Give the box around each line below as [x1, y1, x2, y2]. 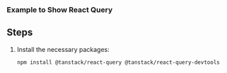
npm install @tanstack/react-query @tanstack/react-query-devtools [16, 58, 220, 66]
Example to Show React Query [6, 5, 113, 15]
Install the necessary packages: [16, 45, 110, 53]
